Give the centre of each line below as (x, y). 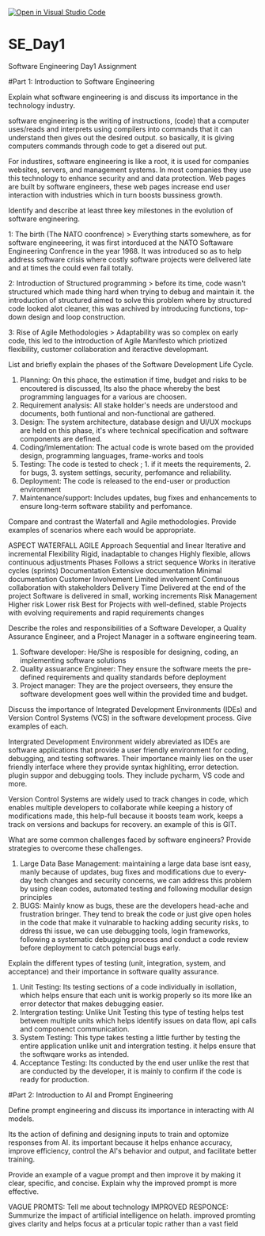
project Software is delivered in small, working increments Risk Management (133, 595)
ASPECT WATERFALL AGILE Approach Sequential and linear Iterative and (127, 545)
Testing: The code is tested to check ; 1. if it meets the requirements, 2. (135, 464)
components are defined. (61, 438)
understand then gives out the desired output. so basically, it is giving (121, 137)
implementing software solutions (73, 660)
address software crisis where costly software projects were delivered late (130, 259)
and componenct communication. (74, 1029)
